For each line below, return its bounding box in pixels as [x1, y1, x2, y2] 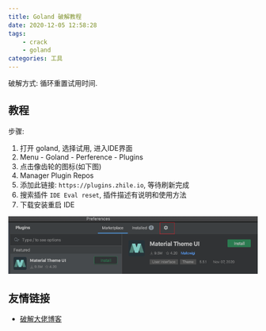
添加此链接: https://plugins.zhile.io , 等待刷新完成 [19, 179, 190, 190]
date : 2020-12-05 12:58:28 [8, 21, 97, 29]
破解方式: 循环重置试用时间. [8, 79, 98, 87]
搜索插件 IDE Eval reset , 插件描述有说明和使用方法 [19, 190, 187, 199]
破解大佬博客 [19, 314, 62, 324]
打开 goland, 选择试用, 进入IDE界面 [19, 143, 133, 152]
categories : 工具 [8, 55, 63, 63]
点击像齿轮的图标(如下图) [19, 161, 102, 171]
